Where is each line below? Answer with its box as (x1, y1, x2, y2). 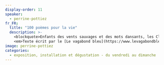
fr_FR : (5, 21, 19, 26)
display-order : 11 (5, 7, 42, 12)
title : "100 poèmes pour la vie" (9, 25, 78, 30)
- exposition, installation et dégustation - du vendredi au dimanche (9, 52, 156, 58)
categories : (5, 48, 29, 53)
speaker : (5, 12, 23, 17)
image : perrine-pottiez (5, 43, 54, 48)
